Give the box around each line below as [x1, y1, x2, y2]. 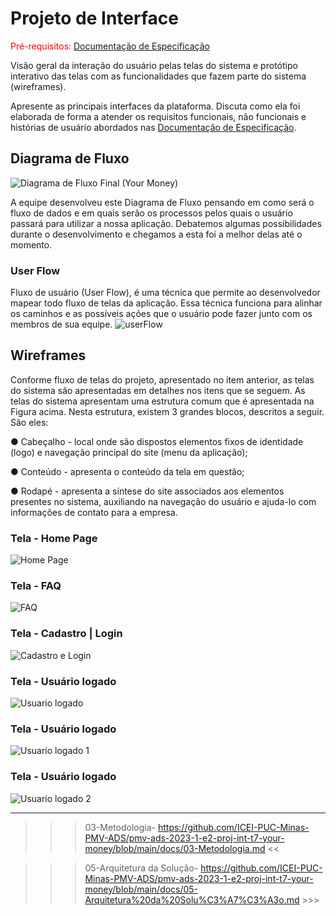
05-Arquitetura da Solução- [84, 862, 199, 874]
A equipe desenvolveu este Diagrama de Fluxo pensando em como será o [10, 196, 315, 208]
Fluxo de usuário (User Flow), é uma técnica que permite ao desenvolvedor [10, 287, 321, 299]
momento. [10, 238, 53, 251]
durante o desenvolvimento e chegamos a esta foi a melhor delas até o [10, 228, 303, 240]
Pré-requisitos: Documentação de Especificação [10, 40, 210, 52]
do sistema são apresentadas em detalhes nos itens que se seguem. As [10, 384, 306, 396]
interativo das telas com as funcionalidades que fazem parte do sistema [10, 70, 307, 82]
